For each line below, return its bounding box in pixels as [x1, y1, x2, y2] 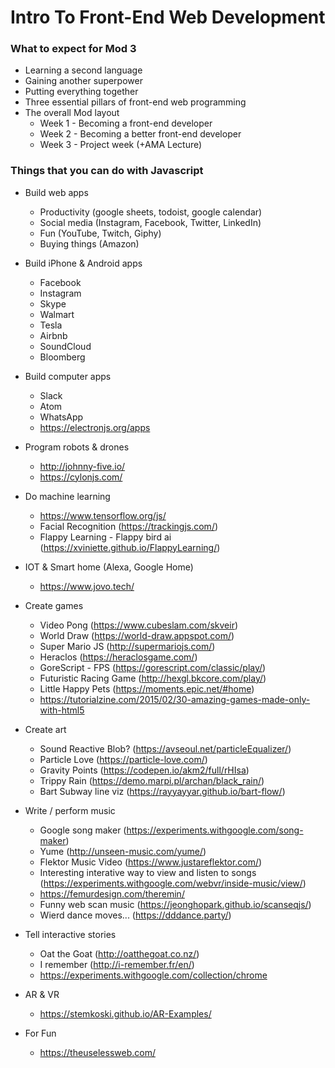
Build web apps [24, 186, 89, 198]
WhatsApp [39, 411, 84, 423]
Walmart [39, 308, 75, 320]
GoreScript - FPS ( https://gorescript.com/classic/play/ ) [39, 661, 267, 673]
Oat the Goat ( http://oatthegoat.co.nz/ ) [39, 947, 200, 960]
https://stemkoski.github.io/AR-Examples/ [39, 1007, 212, 1020]
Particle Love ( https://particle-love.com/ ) [39, 753, 208, 765]
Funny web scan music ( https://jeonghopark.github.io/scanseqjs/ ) [39, 898, 312, 910]
